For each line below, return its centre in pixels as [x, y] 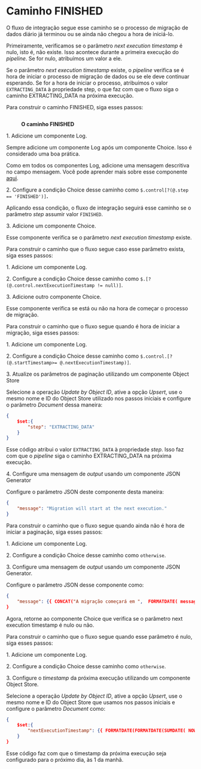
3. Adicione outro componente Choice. [54, 297]
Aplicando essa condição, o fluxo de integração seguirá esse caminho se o [99, 208]
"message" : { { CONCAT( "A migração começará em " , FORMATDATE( [98, 602]
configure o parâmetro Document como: [56, 708]
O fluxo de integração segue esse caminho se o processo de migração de [97, 28]
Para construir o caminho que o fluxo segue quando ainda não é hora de [95, 525]
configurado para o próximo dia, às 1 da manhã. [65, 759]
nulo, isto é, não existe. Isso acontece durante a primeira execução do [93, 52]
